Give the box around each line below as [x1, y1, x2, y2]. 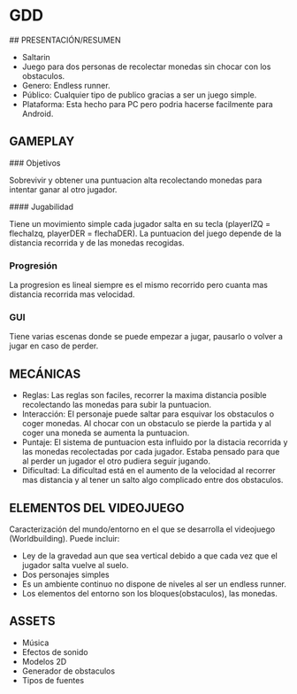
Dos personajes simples [21, 569, 110, 580]
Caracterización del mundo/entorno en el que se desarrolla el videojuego [9, 524, 276, 534]
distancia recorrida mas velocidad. [9, 289, 135, 300]
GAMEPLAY [9, 134, 75, 149]
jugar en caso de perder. [9, 340, 99, 351]
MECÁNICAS [9, 366, 81, 381]
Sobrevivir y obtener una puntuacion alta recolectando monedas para [9, 175, 263, 185]
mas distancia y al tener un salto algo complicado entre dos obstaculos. [21, 475, 284, 486]
